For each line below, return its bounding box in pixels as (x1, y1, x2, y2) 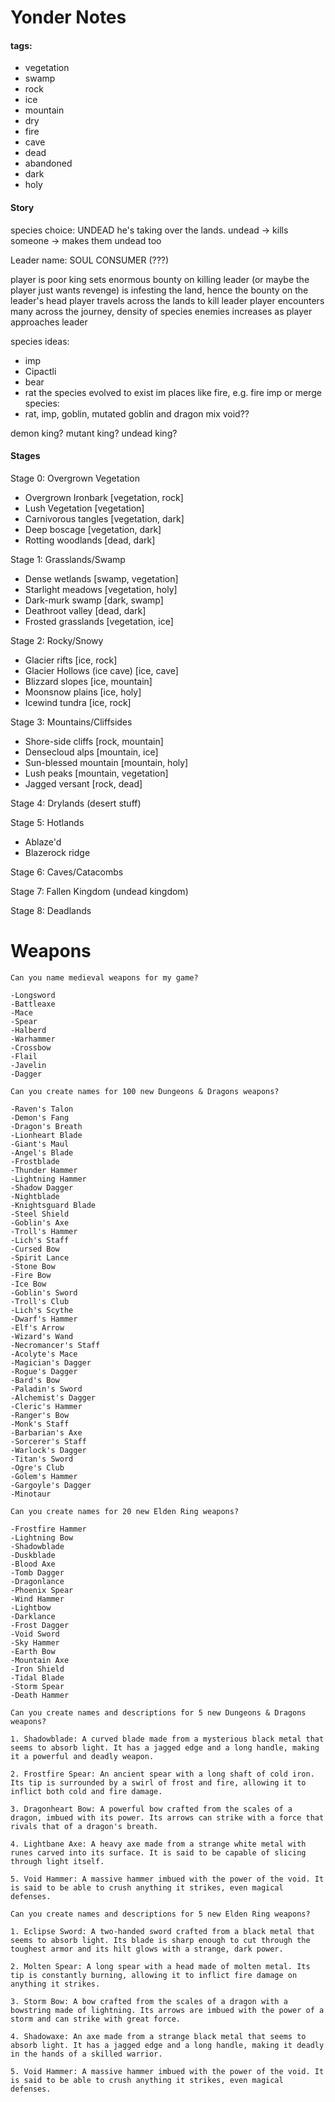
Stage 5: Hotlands (10, 816, 85, 828)
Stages (10, 450, 41, 462)
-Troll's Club (10, 1296, 70, 1306)
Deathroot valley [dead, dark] (24, 604, 147, 616)
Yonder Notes (10, 6, 127, 29)
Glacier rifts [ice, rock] (24, 654, 118, 666)
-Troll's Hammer (10, 1226, 78, 1236)
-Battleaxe (10, 999, 56, 1009)
